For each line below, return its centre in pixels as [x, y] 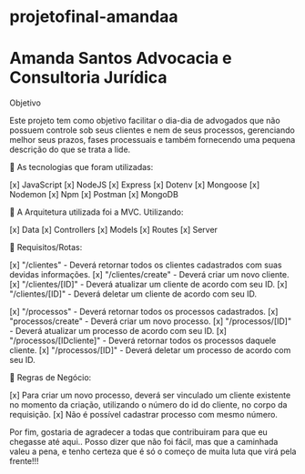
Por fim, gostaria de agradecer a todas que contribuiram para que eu [139, 432]
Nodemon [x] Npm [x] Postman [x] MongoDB [94, 195]
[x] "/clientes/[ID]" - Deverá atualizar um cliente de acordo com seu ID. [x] [149, 285]
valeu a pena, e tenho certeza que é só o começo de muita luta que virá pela [153, 451]
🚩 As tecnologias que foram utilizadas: [81, 167]
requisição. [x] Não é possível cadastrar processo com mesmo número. [143, 415]
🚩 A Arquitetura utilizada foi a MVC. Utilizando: [97, 212]
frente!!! [24, 461]
